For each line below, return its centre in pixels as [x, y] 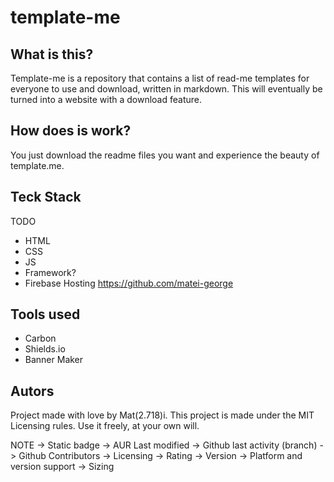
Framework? [50, 272]
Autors [32, 391]
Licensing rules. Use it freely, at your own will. [105, 426]
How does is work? [71, 131]
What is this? [52, 54]
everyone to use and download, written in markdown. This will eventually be [166, 89]
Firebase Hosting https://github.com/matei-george [129, 283]
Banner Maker [54, 360]
